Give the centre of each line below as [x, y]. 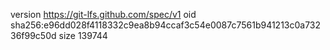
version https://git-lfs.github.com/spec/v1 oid [103, 14]
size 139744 [83, 35]
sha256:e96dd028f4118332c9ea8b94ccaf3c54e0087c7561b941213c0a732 [166, 25]
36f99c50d [33, 35]
